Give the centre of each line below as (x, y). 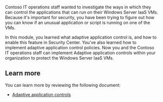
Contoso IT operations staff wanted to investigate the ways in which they (78, 7)
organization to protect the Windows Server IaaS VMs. (60, 58)
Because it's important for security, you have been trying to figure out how (80, 17)
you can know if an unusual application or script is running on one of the (78, 22)
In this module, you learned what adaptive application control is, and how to (81, 37)
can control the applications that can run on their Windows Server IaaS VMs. (82, 12)
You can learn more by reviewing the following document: (63, 85)
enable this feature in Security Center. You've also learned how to (71, 42)
